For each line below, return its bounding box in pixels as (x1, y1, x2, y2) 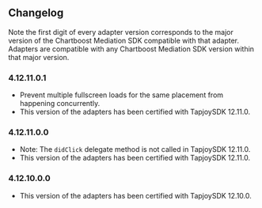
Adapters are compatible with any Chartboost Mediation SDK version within (8, 43, 255, 54)
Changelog (8, 6, 64, 20)
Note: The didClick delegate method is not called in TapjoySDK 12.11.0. (19, 145, 251, 154)
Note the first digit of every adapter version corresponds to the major (8, 27, 234, 36)
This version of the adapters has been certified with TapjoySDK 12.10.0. (19, 191, 252, 200)
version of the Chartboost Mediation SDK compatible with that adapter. (8, 36, 240, 45)
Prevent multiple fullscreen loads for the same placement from (19, 90, 224, 100)
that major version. (8, 52, 70, 62)
